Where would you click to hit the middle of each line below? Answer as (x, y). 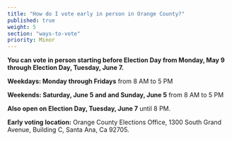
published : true (31, 20)
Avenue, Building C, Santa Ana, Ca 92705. (68, 130)
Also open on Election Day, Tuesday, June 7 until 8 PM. (89, 109)
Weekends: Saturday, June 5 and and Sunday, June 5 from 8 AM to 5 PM (116, 95)
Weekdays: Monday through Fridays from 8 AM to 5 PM (90, 81)
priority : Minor (31, 40)
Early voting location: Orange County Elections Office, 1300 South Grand (114, 122)
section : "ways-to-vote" (44, 33)
